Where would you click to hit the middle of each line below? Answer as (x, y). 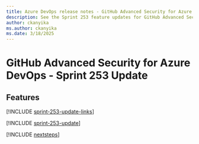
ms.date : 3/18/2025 (30, 34)
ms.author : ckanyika (32, 28)
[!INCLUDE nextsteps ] (33, 135)
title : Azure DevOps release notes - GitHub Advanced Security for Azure (99, 12)
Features (23, 97)
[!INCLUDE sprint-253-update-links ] (50, 112)
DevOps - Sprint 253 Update (77, 76)
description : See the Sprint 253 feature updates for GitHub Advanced (95, 17)
